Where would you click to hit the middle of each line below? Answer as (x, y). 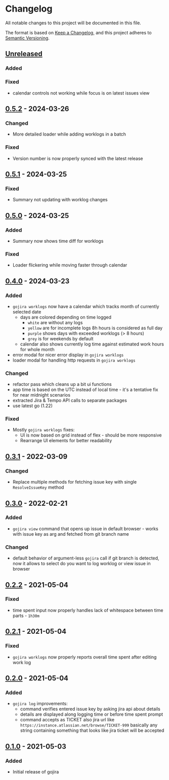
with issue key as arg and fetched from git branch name (71, 534)
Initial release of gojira (36, 771)
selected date (27, 312)
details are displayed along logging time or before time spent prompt (92, 714)
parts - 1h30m (26, 616)
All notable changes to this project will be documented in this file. (73, 23)
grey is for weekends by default (60, 338)
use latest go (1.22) (33, 406)
